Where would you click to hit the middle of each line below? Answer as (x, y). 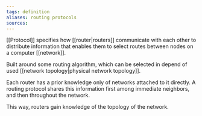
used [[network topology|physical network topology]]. (74, 71)
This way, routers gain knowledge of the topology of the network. (87, 107)
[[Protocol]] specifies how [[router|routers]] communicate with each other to (101, 40)
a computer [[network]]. (36, 53)
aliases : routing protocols (42, 17)
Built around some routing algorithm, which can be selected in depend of (97, 64)
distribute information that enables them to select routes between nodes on (100, 46)
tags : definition (28, 12)
